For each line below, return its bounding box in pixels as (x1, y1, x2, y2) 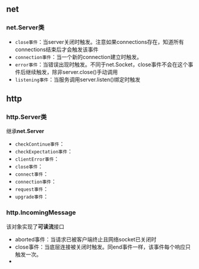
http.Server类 (6, 113, 47, 121)
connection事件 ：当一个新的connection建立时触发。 (14, 53, 142, 60)
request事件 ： (14, 185, 49, 193)
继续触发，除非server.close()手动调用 (25, 68, 118, 75)
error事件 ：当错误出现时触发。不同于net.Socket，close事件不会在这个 (14, 61, 188, 68)
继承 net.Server (6, 128, 44, 135)
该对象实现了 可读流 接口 (6, 223, 64, 230)
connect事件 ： (14, 170, 49, 178)
